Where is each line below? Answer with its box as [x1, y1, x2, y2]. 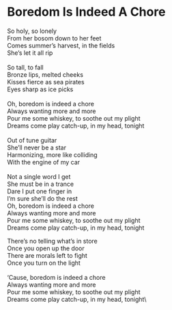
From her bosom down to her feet [7, 34, 102, 42]
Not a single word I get [7, 172, 71, 180]
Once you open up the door [7, 244, 85, 252]
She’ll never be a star [7, 143, 67, 152]
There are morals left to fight [7, 251, 87, 259]
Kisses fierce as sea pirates [7, 77, 85, 86]
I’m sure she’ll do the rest [7, 194, 78, 202]
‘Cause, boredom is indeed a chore [7, 273, 106, 281]
